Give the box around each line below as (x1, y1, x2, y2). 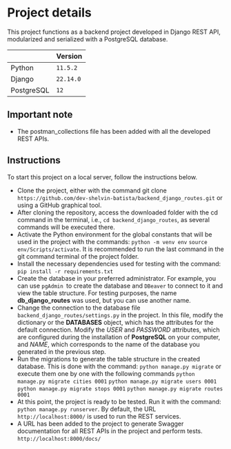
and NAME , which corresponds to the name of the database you (17, 340, 200, 348)
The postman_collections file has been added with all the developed (17, 127, 211, 135)
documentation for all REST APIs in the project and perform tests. (17, 426, 203, 435)
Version (56, 51, 83, 61)
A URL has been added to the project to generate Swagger (17, 419, 184, 428)
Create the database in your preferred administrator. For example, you (17, 274, 217, 282)
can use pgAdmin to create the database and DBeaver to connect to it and (17, 281, 223, 290)
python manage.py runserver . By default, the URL (17, 405, 157, 413)
